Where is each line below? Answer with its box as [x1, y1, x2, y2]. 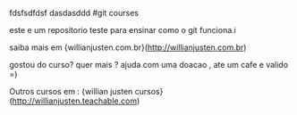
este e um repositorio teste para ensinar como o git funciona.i [9, 25, 237, 35]
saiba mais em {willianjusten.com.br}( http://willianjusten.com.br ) [9, 42, 247, 53]
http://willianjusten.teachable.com [12, 95, 137, 106]
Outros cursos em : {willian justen [9, 86, 133, 96]
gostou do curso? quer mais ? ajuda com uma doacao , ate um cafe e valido [9, 60, 289, 70]
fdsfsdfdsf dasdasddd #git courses [9, 8, 139, 18]
